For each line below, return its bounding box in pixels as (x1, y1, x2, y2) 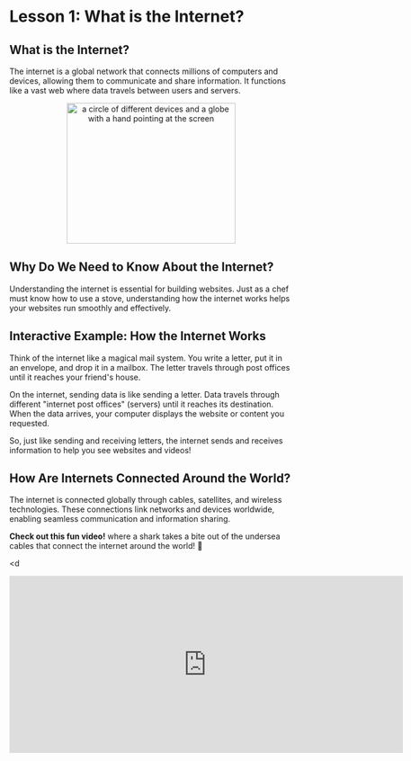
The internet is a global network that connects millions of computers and (9, 66, 279, 76)
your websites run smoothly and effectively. (9, 302, 172, 313)
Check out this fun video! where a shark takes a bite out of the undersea (9, 531, 281, 542)
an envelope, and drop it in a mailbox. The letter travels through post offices (9, 362, 290, 372)
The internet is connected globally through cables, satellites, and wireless (9, 495, 282, 506)
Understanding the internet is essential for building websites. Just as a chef (9, 283, 290, 294)
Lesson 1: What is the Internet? (9, 6, 245, 27)
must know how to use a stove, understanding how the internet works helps (9, 292, 290, 303)
